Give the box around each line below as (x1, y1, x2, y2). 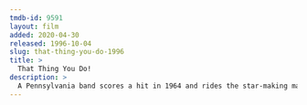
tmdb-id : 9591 (9, 13, 64, 23)
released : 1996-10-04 (9, 38, 92, 48)
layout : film (9, 22, 59, 31)
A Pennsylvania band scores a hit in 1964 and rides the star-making (17, 81, 288, 90)
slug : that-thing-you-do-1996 (9, 47, 125, 57)
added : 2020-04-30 (9, 30, 79, 39)
